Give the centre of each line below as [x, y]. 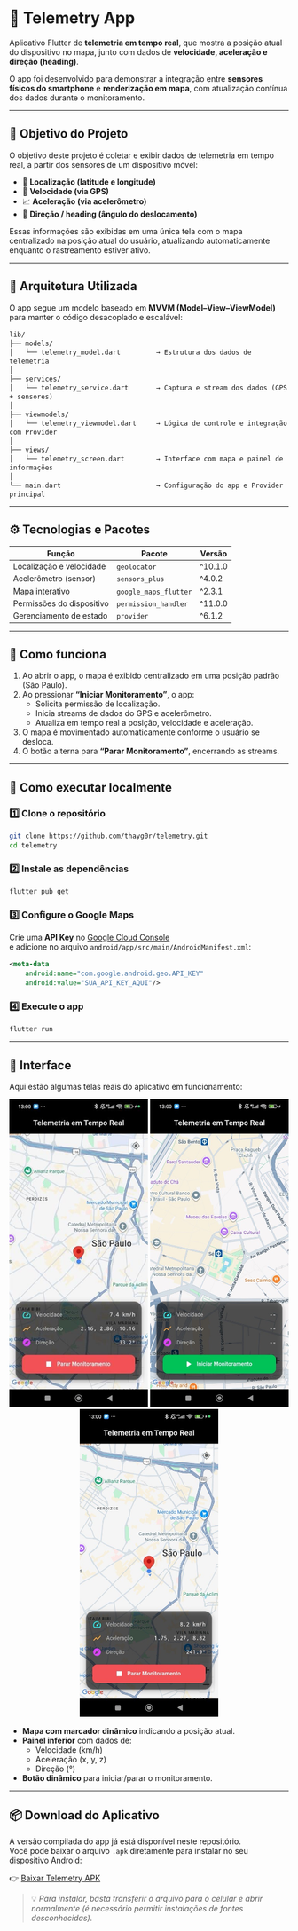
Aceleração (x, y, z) [71, 1759]
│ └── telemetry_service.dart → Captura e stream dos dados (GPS [149, 388]
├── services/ [35, 379]
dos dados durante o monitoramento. [77, 98]
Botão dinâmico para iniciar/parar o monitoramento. [117, 1777]
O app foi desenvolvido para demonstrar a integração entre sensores [136, 78]
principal [27, 494]
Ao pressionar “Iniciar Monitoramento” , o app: [108, 695]
